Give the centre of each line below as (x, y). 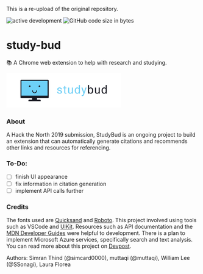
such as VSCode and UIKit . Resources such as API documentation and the (100, 226)
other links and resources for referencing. (59, 148)
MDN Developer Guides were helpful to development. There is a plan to (96, 233)
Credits (17, 207)
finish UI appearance (41, 177)
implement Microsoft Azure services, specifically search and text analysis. (100, 239)
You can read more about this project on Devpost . (69, 246)
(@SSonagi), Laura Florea (39, 264)
